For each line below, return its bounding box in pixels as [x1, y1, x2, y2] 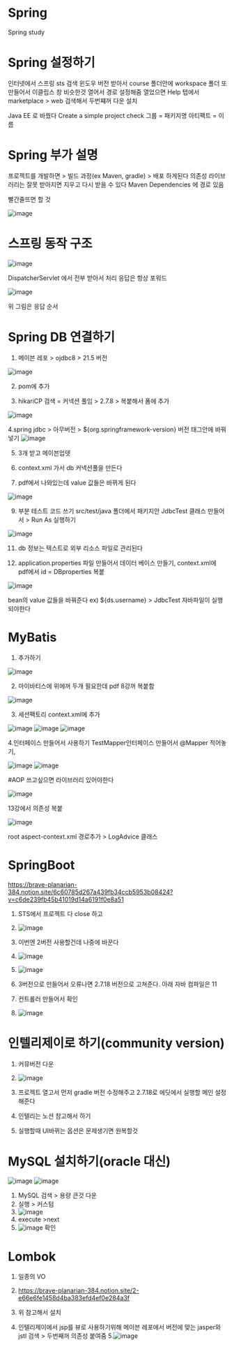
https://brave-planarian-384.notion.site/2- [17, 1286, 139, 1295]
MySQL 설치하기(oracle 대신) [8, 1154, 171, 1169]
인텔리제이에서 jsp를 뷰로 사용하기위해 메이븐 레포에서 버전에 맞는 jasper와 [17, 1323, 221, 1332]
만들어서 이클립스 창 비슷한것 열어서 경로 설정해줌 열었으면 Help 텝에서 [8, 87, 200, 96]
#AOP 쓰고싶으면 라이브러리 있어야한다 [8, 775, 114, 783]
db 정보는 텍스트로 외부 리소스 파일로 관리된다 [17, 543, 143, 552]
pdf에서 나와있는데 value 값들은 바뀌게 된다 [17, 478, 136, 487]
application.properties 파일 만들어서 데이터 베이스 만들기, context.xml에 [17, 559, 217, 567]
